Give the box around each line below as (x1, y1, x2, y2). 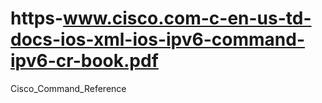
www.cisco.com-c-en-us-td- (63, 7, 312, 30)
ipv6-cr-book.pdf (10, 50, 159, 72)
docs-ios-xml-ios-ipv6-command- (10, 28, 305, 51)
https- (10, 7, 64, 30)
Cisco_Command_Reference (10, 82, 127, 94)
